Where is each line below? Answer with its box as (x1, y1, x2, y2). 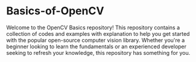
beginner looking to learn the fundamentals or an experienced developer (6, 43, 187, 50)
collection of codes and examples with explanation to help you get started (6, 30, 190, 37)
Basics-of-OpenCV (6, 4, 104, 18)
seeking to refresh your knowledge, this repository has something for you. (6, 49, 191, 56)
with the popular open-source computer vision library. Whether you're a (6, 36, 185, 44)
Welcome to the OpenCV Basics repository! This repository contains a (6, 24, 180, 31)
